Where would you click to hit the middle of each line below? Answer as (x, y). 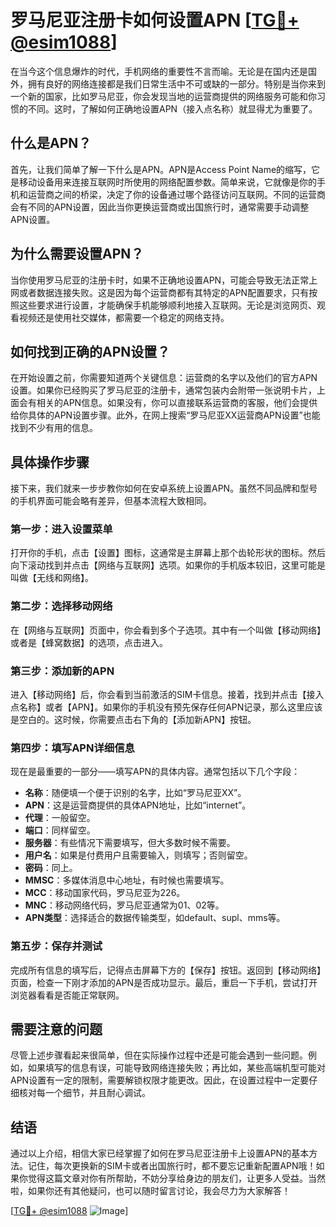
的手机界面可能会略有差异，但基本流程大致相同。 (111, 501)
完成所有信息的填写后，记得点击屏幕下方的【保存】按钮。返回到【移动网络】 (168, 970)
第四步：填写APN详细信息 (72, 748)
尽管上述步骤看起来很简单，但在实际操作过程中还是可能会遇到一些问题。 (159, 1055)
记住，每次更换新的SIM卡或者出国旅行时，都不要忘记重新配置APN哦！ (172, 1166)
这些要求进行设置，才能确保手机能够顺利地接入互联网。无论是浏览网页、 (167, 305)
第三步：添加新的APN (62, 671)
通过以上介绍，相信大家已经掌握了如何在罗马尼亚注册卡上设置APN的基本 (160, 1153)
